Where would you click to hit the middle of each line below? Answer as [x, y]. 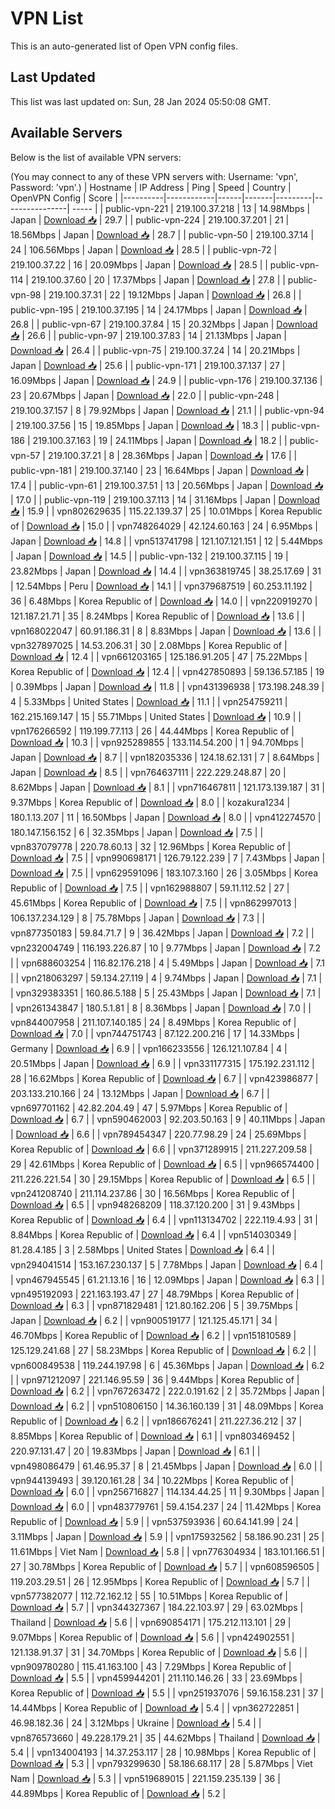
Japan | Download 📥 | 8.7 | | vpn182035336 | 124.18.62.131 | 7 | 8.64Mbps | [165, 757]
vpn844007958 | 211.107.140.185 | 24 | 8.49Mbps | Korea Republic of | [153, 1022]
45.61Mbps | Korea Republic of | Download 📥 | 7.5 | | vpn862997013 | [154, 903]
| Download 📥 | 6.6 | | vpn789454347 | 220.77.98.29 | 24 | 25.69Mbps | [158, 1134]
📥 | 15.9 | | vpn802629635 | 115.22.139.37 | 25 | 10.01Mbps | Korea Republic [166, 511]
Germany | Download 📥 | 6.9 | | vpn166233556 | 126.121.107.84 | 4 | [149, 1048]
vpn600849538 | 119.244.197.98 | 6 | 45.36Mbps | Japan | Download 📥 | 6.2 [167, 1365]
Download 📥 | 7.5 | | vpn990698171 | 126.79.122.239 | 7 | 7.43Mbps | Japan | [168, 858]
